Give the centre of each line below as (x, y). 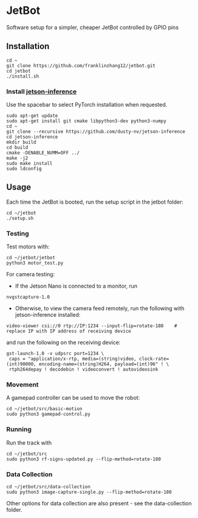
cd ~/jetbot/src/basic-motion (45, 409)
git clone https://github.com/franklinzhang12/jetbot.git (81, 65)
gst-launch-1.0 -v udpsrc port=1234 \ (55, 354)
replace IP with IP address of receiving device (69, 331)
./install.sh (23, 76)
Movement (23, 385)
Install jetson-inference (41, 91)
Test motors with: (28, 247)
